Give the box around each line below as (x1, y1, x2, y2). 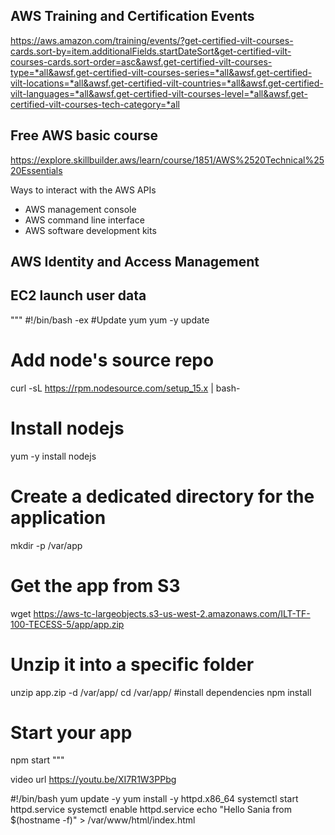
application (10, 506, 107, 529)
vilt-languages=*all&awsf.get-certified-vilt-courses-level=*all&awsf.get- (10, 87, 308, 99)
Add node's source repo (10, 349, 215, 372)
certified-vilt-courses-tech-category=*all (10, 98, 180, 110)
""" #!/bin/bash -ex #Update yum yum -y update (10, 314, 210, 326)
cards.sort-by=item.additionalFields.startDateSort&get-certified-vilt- (10, 45, 292, 57)
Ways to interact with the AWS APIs (10, 184, 157, 196)
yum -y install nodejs (10, 450, 97, 462)
